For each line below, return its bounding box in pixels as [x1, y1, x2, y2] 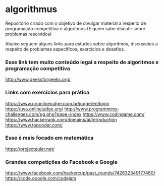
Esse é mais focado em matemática [5, 135, 94, 142]
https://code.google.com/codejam [5, 175, 77, 181]
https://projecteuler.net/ [5, 146, 55, 152]
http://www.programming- [64, 106, 119, 112]
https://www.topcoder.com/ [5, 122, 63, 128]
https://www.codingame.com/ [82, 111, 145, 117]
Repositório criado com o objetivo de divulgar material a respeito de [5, 20, 146, 26]
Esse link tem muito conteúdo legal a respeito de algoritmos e [5, 58, 159, 66]
